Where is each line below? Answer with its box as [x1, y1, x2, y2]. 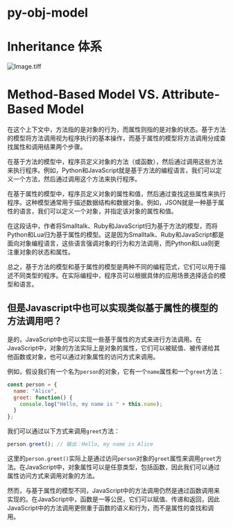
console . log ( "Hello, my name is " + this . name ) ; [19, 400, 163, 407]
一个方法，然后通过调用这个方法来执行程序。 [12, 175, 141, 184]
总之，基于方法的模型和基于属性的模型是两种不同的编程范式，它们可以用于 [7, 263, 220, 271]
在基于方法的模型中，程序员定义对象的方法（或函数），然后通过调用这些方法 [7, 158, 223, 166]
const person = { [7, 381, 58, 388]
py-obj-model [7, 5, 89, 21]
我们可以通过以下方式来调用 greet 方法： [7, 427, 120, 435]
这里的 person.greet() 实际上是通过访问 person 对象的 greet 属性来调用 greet [7, 454, 216, 462]
